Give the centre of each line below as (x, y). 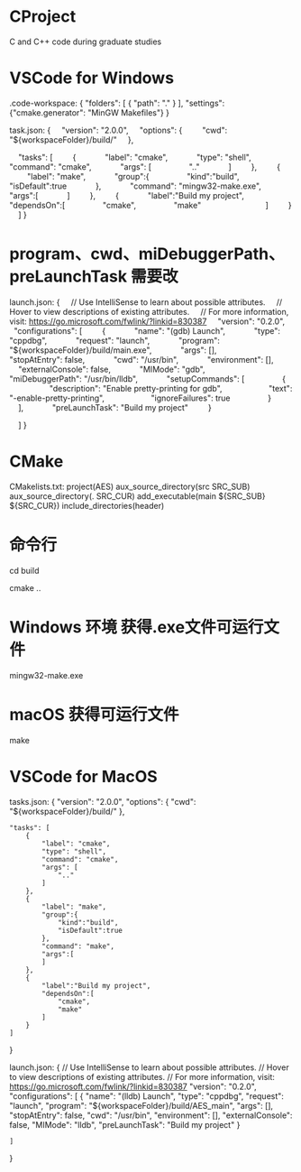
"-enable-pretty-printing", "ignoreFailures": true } (141, 398)
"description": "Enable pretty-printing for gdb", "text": (171, 388)
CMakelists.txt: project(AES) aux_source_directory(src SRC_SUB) (130, 486)
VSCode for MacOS (83, 776)
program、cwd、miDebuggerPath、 (147, 254)
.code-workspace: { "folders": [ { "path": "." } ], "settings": (117, 103)
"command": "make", (78, 946)
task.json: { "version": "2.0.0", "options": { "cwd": (119, 130)
